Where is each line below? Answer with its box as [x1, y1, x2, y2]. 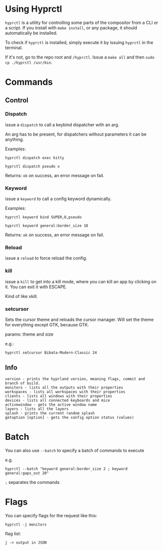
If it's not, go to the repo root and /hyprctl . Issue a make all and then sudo [5, 54, 155, 60]
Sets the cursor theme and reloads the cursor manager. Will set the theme [5, 317, 154, 322]
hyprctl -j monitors [5, 522, 47, 527]
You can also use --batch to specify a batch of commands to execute [5, 447, 144, 453]
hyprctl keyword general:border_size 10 [5, 224, 89, 229]
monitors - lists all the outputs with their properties [5, 385, 123, 390]
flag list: [5, 530, 21, 536]
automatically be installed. [5, 30, 58, 36]
